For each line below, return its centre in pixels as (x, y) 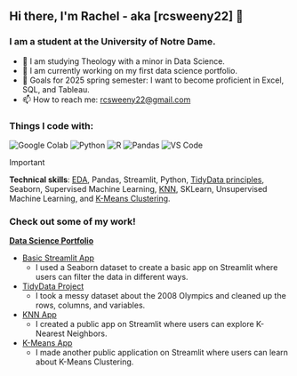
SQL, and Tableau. (56, 89)
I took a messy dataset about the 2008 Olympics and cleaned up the (161, 296)
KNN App (40, 315)
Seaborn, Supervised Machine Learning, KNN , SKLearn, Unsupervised (138, 188)
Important (27, 162)
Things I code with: (52, 125)
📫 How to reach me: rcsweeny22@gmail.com (106, 100)
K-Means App (47, 343)
